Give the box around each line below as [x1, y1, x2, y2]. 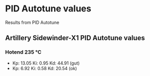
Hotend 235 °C [5, 49, 42, 56]
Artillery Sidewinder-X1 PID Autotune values [5, 34, 145, 42]
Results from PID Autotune [5, 19, 60, 25]
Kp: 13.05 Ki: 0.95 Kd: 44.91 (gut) [12, 60, 80, 66]
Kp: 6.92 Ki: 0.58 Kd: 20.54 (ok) [12, 65, 77, 71]
